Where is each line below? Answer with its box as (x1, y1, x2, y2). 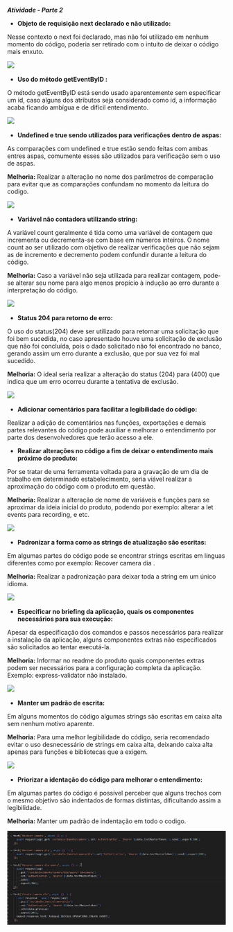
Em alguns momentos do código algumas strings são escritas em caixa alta (7, 712, 223, 720)
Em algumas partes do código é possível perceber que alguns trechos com (7, 789, 222, 797)
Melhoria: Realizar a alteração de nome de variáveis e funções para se (7, 495, 210, 504)
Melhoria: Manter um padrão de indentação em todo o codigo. (7, 817, 187, 825)
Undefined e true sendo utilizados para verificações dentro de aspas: (17, 131, 222, 139)
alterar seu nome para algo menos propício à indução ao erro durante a (15, 279, 220, 287)
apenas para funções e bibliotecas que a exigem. (7, 748, 148, 756)
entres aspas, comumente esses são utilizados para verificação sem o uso (7, 152, 221, 160)
